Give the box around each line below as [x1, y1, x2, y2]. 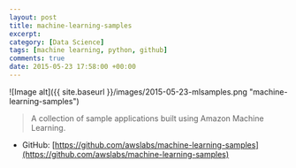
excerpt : [9, 29, 42, 38]
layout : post [9, 12, 57, 22]
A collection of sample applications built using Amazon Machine [30, 112, 264, 124]
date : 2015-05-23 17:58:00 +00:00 [9, 63, 137, 72]
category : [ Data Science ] [9, 37, 104, 47]
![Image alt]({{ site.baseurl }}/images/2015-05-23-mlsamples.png [9, 86, 247, 97]
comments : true [9, 54, 65, 63]
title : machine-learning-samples [9, 21, 133, 30]
